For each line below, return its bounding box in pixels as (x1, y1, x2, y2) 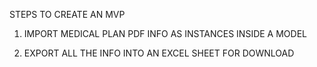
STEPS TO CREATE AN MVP (9, 9, 126, 20)
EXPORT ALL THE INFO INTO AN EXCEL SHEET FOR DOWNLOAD (23, 47, 295, 59)
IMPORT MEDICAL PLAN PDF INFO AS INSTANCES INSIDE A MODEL (23, 28, 307, 39)
